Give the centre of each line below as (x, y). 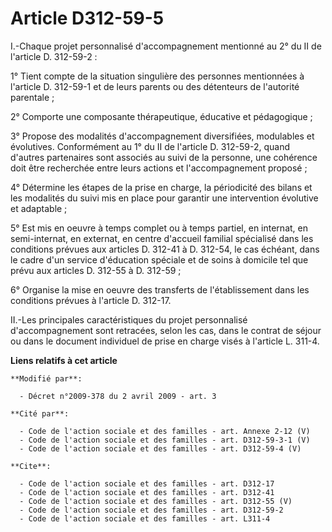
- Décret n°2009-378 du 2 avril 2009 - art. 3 (118, 396)
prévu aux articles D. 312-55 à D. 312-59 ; (96, 270)
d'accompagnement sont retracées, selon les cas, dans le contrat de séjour (166, 330)
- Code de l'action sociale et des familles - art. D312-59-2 (151, 510)
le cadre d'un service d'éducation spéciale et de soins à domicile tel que (159, 259)
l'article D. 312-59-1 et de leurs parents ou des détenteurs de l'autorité (155, 86)
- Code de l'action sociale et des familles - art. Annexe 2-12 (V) (165, 431)
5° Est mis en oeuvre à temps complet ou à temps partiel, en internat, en (159, 228)
